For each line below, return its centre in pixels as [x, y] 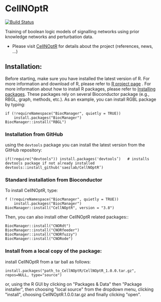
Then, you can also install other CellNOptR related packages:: [67, 217]
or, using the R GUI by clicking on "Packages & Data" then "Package [74, 284]
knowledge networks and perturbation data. [49, 37]
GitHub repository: [24, 150]
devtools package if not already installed [50, 163]
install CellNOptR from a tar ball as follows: [48, 261]
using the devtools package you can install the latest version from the [75, 145]
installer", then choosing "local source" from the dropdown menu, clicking [79, 289]
